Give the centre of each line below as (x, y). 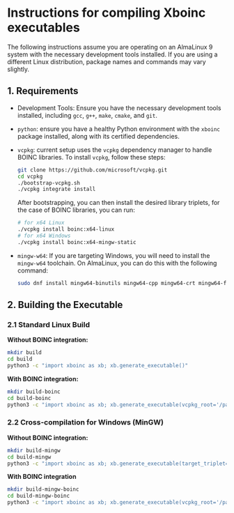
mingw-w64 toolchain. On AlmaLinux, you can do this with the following (117, 263)
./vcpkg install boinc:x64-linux (66, 229)
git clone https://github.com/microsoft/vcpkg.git (92, 170)
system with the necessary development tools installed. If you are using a (112, 54)
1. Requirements (43, 91)
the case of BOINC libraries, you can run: (76, 210)
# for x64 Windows (44, 236)
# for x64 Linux (41, 223)
